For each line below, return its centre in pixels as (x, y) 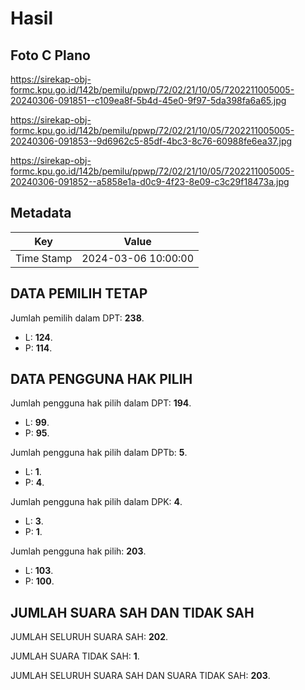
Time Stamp (44, 258)
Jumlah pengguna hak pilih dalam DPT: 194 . (101, 403)
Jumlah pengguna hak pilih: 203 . (78, 551)
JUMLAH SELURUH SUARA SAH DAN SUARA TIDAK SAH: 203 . (140, 676)
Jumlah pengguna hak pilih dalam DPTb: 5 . (99, 453)
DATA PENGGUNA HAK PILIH (101, 379)
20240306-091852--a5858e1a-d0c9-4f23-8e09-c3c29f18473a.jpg (150, 181)
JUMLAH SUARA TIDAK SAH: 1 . (75, 656)
